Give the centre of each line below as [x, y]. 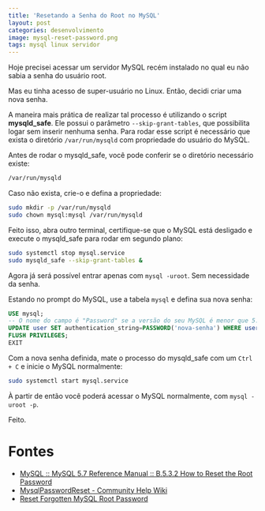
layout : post [30, 23]
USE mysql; [26, 314]
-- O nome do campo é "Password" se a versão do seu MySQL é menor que [128, 321]
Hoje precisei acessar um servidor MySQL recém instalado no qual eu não [129, 67]
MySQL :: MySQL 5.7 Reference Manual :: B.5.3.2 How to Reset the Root [136, 473]
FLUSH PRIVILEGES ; [38, 336]
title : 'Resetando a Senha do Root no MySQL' [84, 15]
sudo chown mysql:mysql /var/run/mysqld [76, 215]
